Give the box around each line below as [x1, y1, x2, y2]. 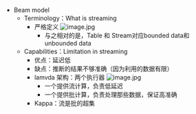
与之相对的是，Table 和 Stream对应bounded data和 [44, 31, 190, 39]
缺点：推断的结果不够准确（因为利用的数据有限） [34, 65, 173, 73]
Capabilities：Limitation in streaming [23, 48, 128, 55]
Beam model [13, 6, 50, 14]
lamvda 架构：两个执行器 [34, 73, 105, 82]
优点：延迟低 [34, 56, 71, 64]
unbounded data [44, 39, 91, 47]
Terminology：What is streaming [23, 14, 117, 22]
